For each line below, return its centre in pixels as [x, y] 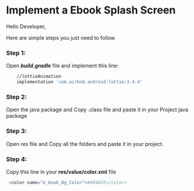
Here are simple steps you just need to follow [61, 37]
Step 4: [17, 159]
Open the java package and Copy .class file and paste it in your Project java [97, 110]
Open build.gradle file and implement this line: [62, 66]
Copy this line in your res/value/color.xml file [61, 172]
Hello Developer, [26, 26]
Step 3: [17, 131]
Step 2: [17, 97]
